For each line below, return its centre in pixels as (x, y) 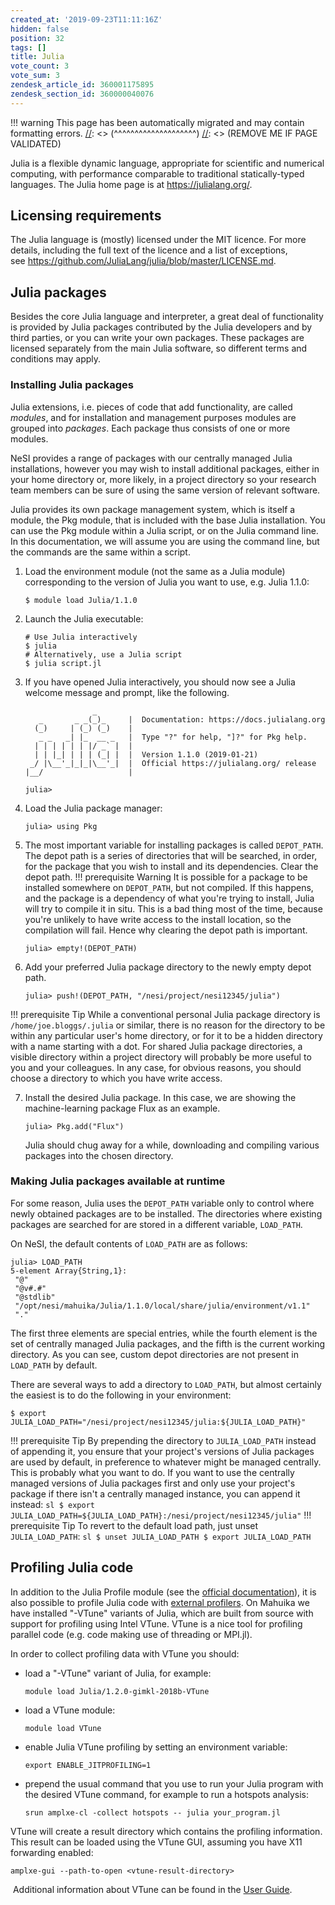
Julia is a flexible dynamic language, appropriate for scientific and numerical (167, 163)
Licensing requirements (86, 216)
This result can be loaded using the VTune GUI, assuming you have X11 (156, 1842)
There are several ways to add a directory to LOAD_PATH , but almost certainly (166, 1384)
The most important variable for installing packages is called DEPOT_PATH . (174, 845)
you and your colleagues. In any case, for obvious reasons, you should (156, 1067)
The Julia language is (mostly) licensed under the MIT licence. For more (158, 240)
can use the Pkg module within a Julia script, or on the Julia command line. (164, 530)
